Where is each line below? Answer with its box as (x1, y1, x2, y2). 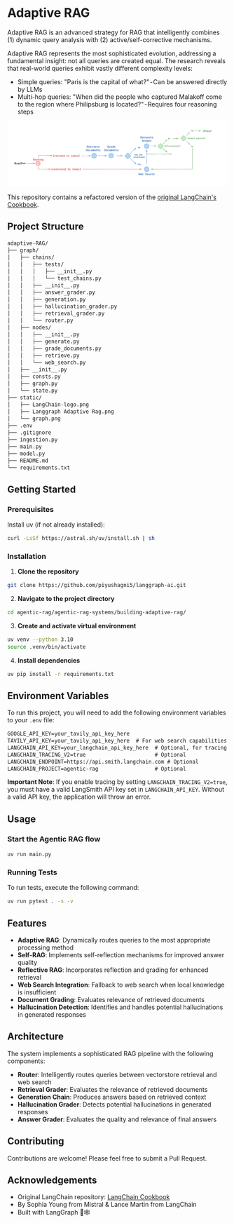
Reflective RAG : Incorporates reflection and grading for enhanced (17, 966, 209, 974)
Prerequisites (7, 504, 54, 514)
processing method (17, 943, 74, 952)
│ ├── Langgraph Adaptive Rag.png (7, 408, 114, 415)
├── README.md (7, 457, 49, 464)
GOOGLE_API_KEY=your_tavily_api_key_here (7, 731, 130, 738)
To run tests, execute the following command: (7, 884, 139, 892)
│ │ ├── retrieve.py (7, 352, 80, 359)
